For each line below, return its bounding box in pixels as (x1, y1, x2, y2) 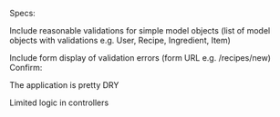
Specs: (9, 8, 36, 18)
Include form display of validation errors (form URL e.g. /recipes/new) (9, 53, 272, 63)
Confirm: (9, 63, 43, 73)
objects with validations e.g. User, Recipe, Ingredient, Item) (9, 35, 231, 45)
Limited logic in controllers (9, 97, 109, 108)
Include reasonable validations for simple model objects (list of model (9, 25, 271, 35)
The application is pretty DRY (9, 80, 119, 90)
